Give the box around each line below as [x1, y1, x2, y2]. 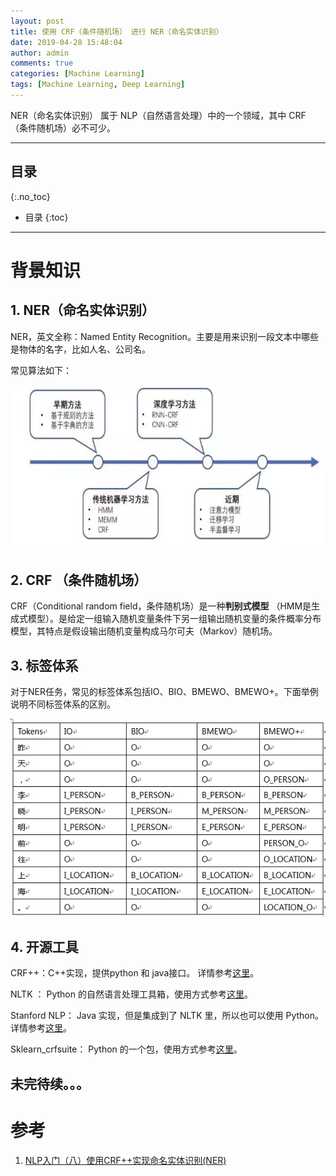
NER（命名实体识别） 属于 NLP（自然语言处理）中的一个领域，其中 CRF [10, 109, 307, 121]
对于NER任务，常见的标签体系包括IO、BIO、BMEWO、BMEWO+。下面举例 [10, 685, 319, 697]
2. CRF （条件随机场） [10, 571, 148, 589]
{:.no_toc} [10, 190, 51, 202]
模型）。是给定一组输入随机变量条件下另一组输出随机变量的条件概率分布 [27, 613, 322, 625]
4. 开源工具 [10, 938, 79, 955]
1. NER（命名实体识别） [10, 302, 155, 319]
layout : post [10, 16, 65, 26]
